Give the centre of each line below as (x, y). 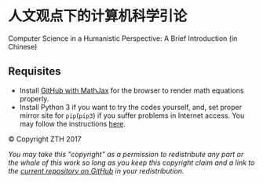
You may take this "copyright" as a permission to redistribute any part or (126, 154)
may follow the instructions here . (72, 123)
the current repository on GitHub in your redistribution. (96, 170)
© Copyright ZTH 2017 (45, 139)
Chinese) (23, 46)
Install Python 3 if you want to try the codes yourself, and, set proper (130, 107)
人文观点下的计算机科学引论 (98, 16)
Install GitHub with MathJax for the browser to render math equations (131, 90)
